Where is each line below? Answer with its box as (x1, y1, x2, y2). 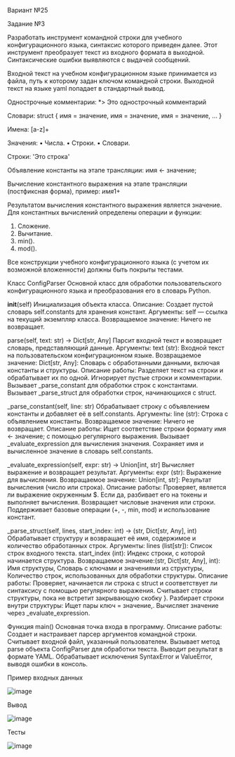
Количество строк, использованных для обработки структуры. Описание (7, 571, 228, 580)
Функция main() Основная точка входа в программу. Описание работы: (7, 623, 222, 630)
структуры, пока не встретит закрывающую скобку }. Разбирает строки (7, 594, 224, 602)
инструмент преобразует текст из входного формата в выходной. (7, 49, 205, 56)
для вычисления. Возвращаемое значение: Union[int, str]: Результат (7, 476, 212, 484)
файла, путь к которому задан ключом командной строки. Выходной (7, 77, 215, 85)
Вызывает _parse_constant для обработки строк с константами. (7, 381, 199, 389)
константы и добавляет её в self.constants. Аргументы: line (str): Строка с (7, 409, 229, 418)
